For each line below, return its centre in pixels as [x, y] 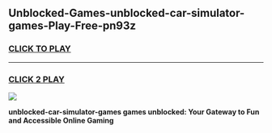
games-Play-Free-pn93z [72, 26]
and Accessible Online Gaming [61, 120]
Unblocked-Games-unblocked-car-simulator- [127, 13]
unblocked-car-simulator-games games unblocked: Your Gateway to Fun [134, 111]
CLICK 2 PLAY [36, 79]
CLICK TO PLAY [40, 49]
